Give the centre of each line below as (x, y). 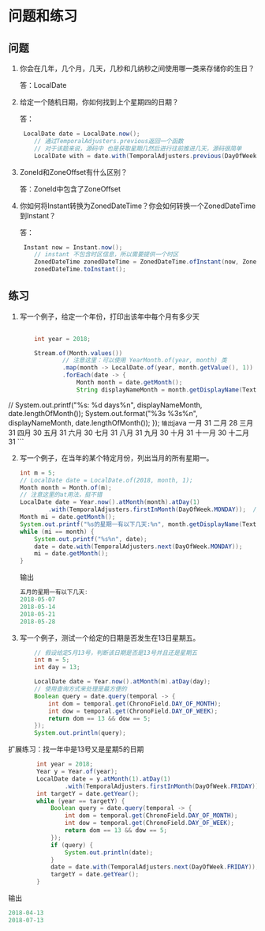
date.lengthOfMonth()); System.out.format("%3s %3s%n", (103, 413)
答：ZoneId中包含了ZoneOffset (70, 189)
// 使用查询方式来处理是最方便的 (81, 689)
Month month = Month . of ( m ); (65, 487)
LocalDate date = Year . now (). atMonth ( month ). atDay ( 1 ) (110, 502)
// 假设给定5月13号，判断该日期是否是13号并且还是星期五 (116, 653)
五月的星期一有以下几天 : (54, 592)
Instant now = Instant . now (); (73, 247)
